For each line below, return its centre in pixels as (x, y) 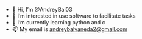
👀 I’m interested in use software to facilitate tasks (74, 16)
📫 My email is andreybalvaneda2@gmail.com (70, 29)
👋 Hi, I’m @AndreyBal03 (42, 9)
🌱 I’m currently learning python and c (59, 22)
